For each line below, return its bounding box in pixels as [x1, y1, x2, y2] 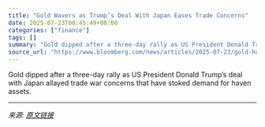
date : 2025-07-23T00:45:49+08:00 [8, 19, 118, 27]
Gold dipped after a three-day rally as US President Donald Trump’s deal [8, 70, 243, 79]
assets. [8, 87, 32, 95]
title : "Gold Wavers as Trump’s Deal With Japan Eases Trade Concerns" [8, 11, 248, 20]
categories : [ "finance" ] [8, 26, 90, 34]
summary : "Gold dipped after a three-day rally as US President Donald [8, 41, 248, 49]
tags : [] [8, 33, 37, 42]
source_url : [8, 48, 47, 56]
